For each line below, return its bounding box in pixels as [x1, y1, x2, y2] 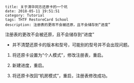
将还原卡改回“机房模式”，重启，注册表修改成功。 [12, 73, 111, 79]
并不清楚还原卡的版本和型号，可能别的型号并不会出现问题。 [12, 42, 132, 48]
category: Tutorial [5, 13, 45, 18]
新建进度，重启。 [12, 63, 47, 68]
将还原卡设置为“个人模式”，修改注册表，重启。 [12, 52, 106, 58]
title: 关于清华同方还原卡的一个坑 [5, 4, 68, 9]
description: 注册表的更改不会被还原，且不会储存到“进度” [5, 22, 111, 27]
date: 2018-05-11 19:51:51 [5, 9, 60, 14]
